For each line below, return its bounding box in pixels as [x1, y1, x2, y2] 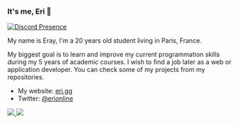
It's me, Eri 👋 [7, 6, 52, 16]
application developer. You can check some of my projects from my [7, 66, 206, 74]
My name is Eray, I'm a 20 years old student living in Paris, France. [7, 36, 202, 45]
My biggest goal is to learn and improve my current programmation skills [7, 50, 221, 59]
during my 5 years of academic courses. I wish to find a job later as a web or [7, 58, 232, 66]
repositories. [7, 73, 45, 81]
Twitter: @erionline [17, 94, 73, 103]
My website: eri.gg [17, 87, 73, 95]
